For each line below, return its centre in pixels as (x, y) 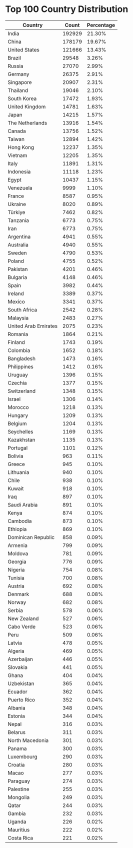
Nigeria (16, 569)
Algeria (16, 651)
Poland (16, 261)
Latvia (15, 642)
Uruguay (18, 374)
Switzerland (22, 391)
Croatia (16, 764)
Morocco (18, 407)
